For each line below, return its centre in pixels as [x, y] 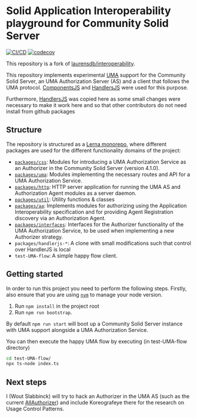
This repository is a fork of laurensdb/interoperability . [71, 64]
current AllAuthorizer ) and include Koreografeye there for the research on [95, 403]
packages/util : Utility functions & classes [64, 199]
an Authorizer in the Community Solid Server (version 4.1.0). [87, 168]
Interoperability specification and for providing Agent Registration [94, 212]
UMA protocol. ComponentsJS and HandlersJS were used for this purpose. [97, 87]
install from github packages [41, 111]
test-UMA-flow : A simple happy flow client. [66, 256]
